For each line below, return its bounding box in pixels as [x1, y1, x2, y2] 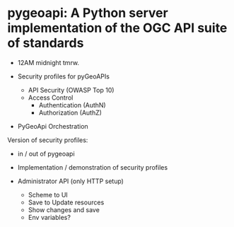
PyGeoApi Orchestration [17, 122, 88, 130]
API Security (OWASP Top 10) [28, 86, 115, 94]
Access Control [28, 93, 74, 102]
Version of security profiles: [7, 136, 88, 144]
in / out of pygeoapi [17, 149, 76, 158]
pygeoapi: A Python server [7, 5, 168, 21]
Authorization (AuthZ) [38, 108, 103, 117]
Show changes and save [28, 205, 100, 214]
